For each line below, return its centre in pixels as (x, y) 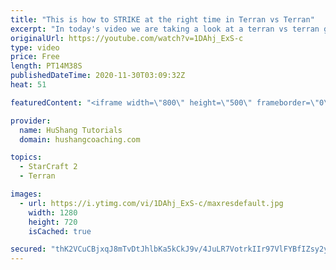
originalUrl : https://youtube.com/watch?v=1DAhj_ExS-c (127, 38)
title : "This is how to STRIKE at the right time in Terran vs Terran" (162, 19)
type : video (35, 47)
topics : (26, 157)
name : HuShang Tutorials (71, 130)
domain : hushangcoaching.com (80, 139)
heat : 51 (28, 85)
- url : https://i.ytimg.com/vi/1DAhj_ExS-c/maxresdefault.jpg (151, 203)
